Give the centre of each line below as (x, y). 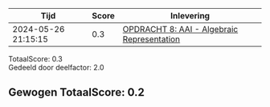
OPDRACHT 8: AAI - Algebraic (180, 29)
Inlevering (190, 16)
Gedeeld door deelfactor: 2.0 (56, 67)
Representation (151, 39)
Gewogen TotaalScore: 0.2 (76, 92)
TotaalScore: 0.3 (35, 59)
